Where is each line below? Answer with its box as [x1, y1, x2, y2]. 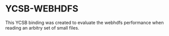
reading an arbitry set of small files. [5, 24, 80, 30]
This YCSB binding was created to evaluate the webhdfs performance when [5, 19, 164, 25]
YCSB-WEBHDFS [5, 3, 79, 14]
